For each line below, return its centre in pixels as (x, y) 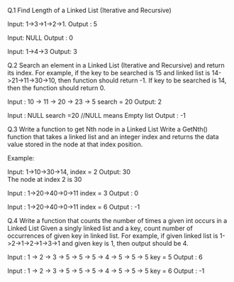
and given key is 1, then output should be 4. (125, 243)
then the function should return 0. (56, 88)
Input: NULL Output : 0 (40, 38)
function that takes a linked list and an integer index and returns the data (113, 137)
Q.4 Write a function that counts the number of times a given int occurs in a (117, 221)
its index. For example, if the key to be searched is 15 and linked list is (109, 73)
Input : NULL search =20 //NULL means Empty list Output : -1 (96, 115)
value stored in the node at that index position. (75, 144)
